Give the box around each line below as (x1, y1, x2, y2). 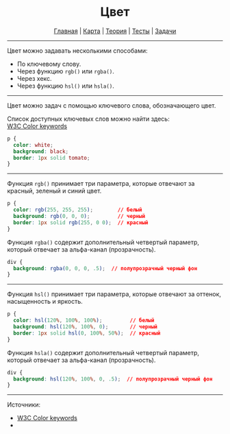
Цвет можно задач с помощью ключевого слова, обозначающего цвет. (7, 101, 216, 110)
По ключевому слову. (16, 60, 81, 68)
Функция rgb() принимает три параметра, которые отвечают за (7, 180, 195, 188)
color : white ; (13, 141, 53, 148)
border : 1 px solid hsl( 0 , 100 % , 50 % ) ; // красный (13, 330, 161, 337)
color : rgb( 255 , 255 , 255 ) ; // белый (13, 206, 142, 213)
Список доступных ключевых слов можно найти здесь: (7, 114, 170, 123)
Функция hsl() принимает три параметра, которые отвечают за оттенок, (7, 290, 221, 298)
